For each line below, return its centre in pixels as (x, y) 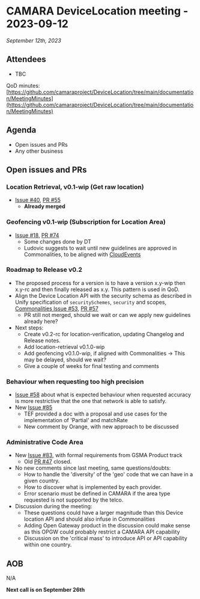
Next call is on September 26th (46, 590)
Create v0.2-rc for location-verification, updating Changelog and (104, 334)
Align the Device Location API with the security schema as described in (103, 295)
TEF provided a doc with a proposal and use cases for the (95, 414)
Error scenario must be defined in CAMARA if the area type (97, 494)
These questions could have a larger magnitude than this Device (103, 513)
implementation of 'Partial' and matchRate (76, 420)
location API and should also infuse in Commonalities (89, 519)
